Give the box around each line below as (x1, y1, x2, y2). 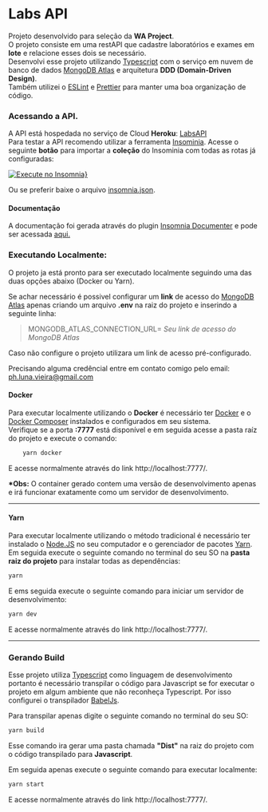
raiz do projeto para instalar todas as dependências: (8, 557, 181, 566)
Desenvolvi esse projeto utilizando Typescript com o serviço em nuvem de (8, 57, 254, 66)
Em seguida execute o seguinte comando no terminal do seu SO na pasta (8, 548, 250, 557)
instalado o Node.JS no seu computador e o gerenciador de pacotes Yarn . (8, 540, 253, 549)
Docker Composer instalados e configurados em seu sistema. (8, 416, 211, 426)
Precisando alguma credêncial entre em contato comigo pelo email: (8, 363, 230, 373)
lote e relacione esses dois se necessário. (8, 48, 147, 57)
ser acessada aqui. (8, 229, 70, 240)
